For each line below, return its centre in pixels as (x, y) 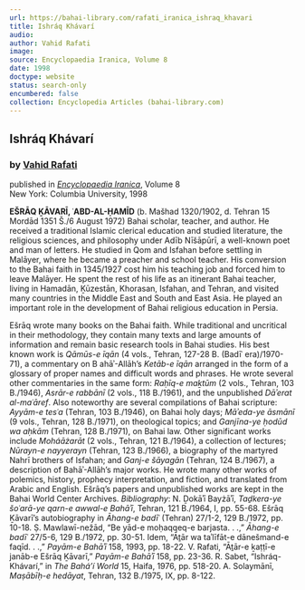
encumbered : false (44, 93)
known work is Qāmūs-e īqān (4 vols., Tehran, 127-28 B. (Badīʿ (126, 354)
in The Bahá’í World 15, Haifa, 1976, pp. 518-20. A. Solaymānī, (159, 566)
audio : (22, 34)
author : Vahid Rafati (50, 43)
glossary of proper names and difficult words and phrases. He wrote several (152, 373)
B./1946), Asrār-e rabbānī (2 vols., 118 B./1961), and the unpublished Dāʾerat (151, 393)
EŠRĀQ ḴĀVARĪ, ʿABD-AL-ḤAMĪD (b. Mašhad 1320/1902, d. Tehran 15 (139, 212)
